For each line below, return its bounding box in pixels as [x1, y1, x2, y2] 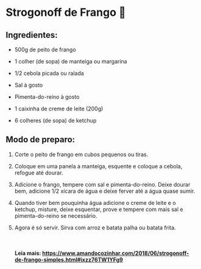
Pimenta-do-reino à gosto [14, 93, 80, 100]
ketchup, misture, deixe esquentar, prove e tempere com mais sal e [14, 206, 183, 213]
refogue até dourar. [14, 169, 63, 176]
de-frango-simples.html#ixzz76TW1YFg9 [14, 256, 123, 264]
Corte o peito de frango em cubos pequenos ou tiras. [14, 151, 149, 158]
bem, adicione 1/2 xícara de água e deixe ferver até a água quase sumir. [14, 187, 196, 195]
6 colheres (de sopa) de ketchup [14, 117, 97, 124]
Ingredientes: [5, 30, 58, 40]
